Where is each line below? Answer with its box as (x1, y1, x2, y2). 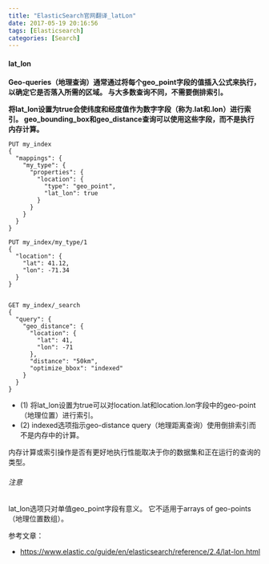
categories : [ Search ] (8, 34, 81, 42)
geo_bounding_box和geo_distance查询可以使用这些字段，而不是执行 (23, 114, 255, 124)
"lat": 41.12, (22, 259, 70, 268)
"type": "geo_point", (43, 182, 116, 190)
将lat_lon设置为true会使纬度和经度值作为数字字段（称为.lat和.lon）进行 (8, 105, 244, 114)
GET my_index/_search (8, 302, 81, 310)
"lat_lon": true (43, 190, 98, 198)
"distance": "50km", (29, 358, 98, 366)
